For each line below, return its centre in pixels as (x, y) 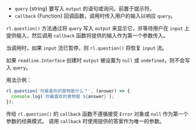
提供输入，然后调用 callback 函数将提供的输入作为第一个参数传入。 (87, 36)
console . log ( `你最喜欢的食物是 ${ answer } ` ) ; (63, 96)
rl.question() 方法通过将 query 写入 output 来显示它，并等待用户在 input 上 (98, 28)
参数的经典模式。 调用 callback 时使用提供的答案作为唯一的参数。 (85, 121)
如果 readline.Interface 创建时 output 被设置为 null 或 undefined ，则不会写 (98, 60)
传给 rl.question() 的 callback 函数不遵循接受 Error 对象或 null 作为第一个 (97, 114)
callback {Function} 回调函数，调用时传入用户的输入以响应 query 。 (95, 16)
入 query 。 (18, 68)
